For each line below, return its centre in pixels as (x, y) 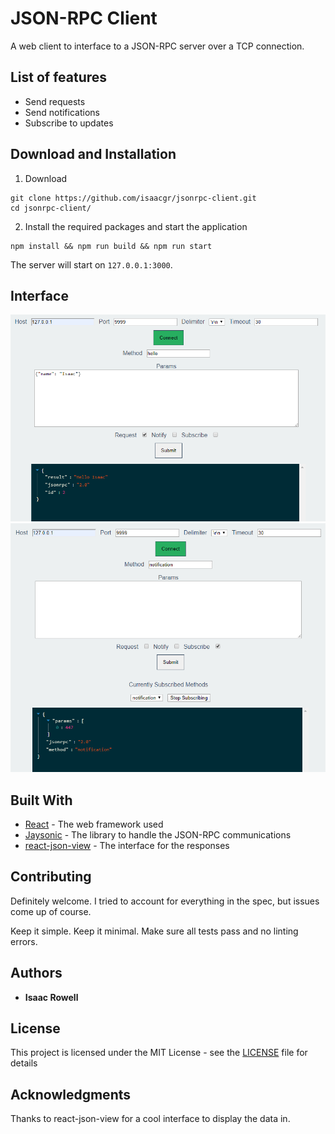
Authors (36, 973)
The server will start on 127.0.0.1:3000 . (91, 264)
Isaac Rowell (51, 997)
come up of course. (51, 911)
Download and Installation (93, 154)
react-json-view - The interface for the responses (127, 845)
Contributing (51, 877)
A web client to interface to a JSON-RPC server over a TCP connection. (157, 46)
